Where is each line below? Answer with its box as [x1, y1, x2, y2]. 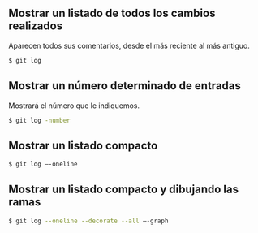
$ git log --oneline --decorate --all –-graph [8, 217, 169, 225]
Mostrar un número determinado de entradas [8, 79, 242, 93]
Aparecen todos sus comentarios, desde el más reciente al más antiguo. [8, 41, 250, 50]
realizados [8, 19, 63, 33]
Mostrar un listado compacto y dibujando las [8, 183, 239, 196]
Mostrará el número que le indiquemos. [8, 101, 140, 110]
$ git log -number [8, 116, 71, 124]
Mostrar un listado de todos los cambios [8, 6, 216, 20]
